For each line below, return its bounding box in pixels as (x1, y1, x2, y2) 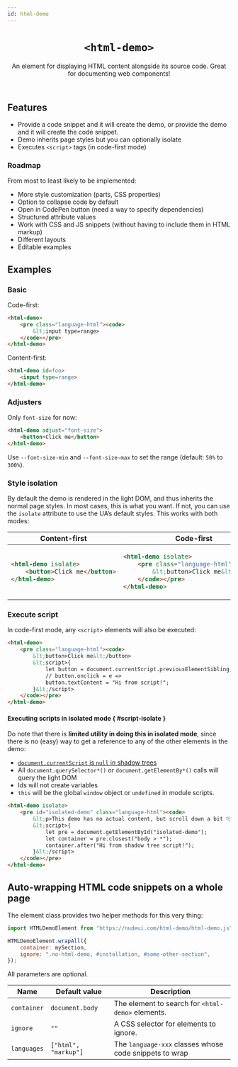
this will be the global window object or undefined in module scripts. (17, 789, 215, 797)
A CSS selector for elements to (113, 1019, 216, 1029)
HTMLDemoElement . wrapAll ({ (7, 937, 87, 945)
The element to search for (113, 999, 200, 1009)
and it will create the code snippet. (17, 127, 119, 136)
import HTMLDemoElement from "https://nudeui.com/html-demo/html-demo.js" (7, 925, 233, 932)
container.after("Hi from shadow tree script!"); (45, 842, 195, 849)
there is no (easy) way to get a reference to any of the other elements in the (7, 737, 228, 746)
